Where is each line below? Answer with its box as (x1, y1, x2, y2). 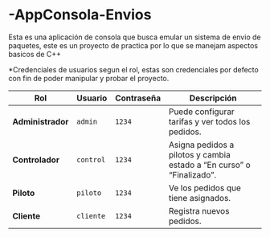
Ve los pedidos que (168, 182, 241, 194)
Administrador (12, 116, 69, 127)
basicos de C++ (8, 49, 62, 59)
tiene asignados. (168, 192, 231, 203)
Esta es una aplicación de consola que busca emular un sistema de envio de (8, 32, 261, 42)
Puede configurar (168, 106, 235, 117)
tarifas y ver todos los (168, 116, 251, 127)
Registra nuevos (168, 205, 230, 216)
